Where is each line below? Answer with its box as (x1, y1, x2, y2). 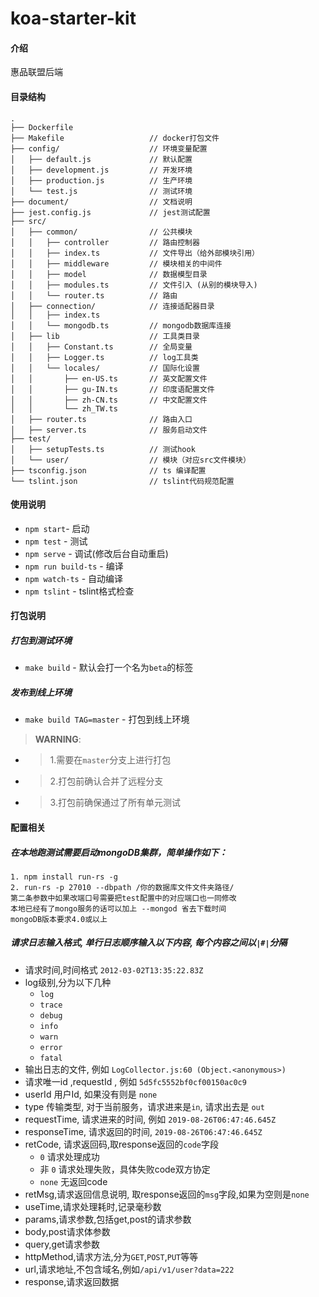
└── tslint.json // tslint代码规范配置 (10, 476, 235, 486)
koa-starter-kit (10, 7, 137, 30)
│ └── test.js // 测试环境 (10, 186, 193, 196)
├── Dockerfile (10, 122, 74, 132)
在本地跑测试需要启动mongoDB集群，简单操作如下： (10, 846, 228, 858)
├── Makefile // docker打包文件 (10, 133, 220, 143)
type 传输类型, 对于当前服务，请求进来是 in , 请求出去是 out (24, 1100, 265, 1112)
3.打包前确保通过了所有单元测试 (49, 797, 181, 809)
